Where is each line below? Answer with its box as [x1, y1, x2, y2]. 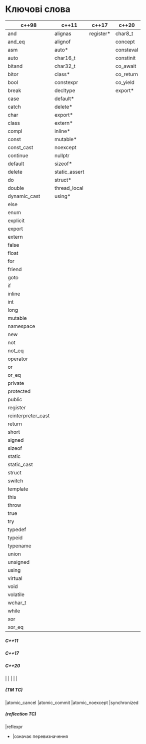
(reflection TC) [5, 711, 36, 717]
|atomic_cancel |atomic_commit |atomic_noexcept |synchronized [5, 699, 139, 705]
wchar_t [7, 599, 26, 606]
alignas [54, 30, 71, 37]
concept [115, 38, 135, 45]
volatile [7, 591, 25, 598]
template [7, 485, 28, 492]
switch [7, 477, 23, 484]
